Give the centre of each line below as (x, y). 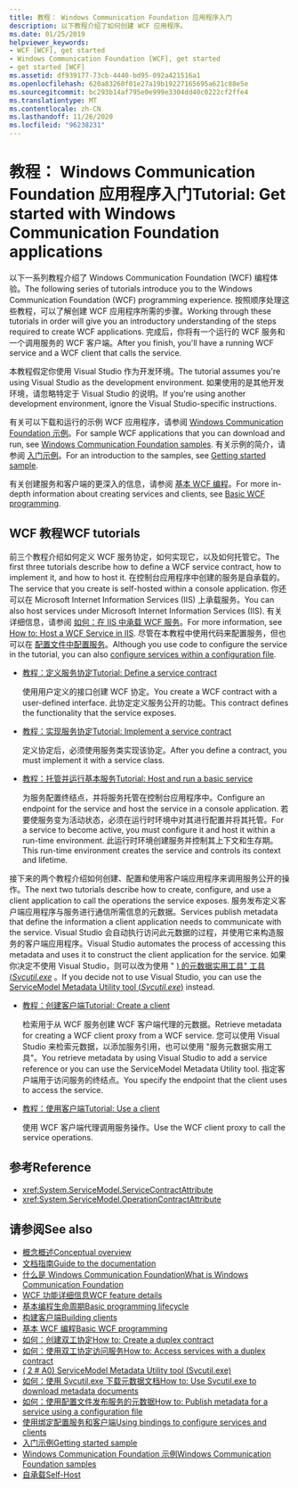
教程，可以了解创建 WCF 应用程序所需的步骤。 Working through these (144, 311)
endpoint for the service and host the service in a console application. (150, 809)
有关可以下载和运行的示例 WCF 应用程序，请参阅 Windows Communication (146, 422)
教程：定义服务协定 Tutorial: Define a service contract (120, 672)
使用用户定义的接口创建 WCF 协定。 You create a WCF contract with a (149, 691)
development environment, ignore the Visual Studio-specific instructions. (143, 403)
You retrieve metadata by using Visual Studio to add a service (154, 1057)
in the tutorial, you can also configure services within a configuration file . (143, 654)
